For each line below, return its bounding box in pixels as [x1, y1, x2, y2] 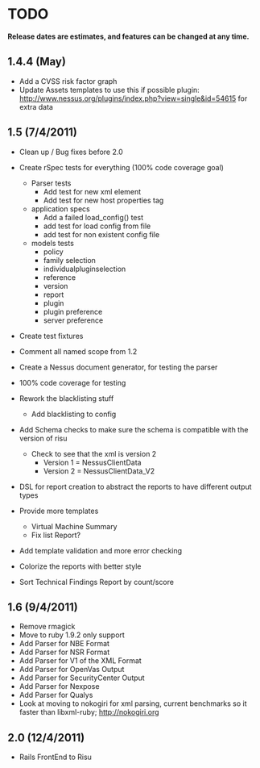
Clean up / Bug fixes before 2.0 [19, 147, 123, 157]
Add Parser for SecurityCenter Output [19, 673, 146, 682]
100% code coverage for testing [19, 378, 126, 387]
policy [43, 247, 64, 257]
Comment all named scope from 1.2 [19, 346, 138, 356]
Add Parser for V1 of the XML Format [19, 656, 142, 666]
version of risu [19, 433, 68, 443]
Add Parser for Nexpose [19, 682, 100, 691]
